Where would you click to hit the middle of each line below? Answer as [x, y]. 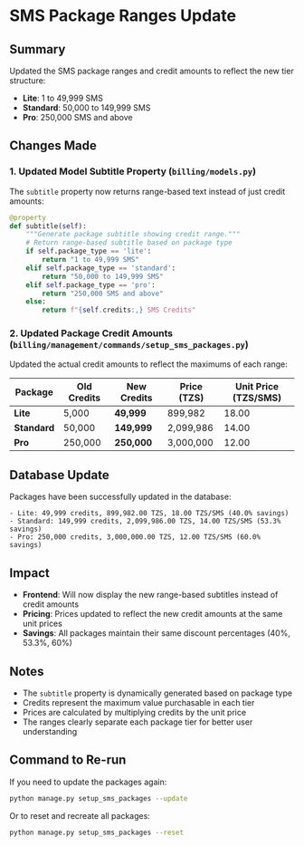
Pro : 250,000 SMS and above [77, 117]
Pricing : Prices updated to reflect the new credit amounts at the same [152, 614]
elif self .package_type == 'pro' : [90, 285]
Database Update [60, 475]
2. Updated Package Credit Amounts [91, 333]
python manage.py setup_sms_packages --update [99, 798]
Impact [29, 573]
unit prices [43, 624]
